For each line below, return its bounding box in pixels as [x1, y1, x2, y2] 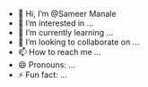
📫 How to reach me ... [17, 47, 101, 57]
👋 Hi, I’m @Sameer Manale [17, 9, 117, 19]
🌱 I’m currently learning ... [17, 28, 114, 37]
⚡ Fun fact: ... [17, 69, 67, 80]
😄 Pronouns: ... [17, 59, 76, 70]
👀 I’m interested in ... [17, 18, 94, 28]
